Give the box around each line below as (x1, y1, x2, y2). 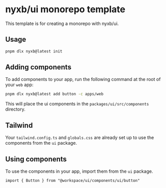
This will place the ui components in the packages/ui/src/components (5, 101, 149, 107)
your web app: (5, 82, 34, 88)
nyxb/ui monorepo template (5, 4, 126, 15)
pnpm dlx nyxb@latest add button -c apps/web (5, 92, 103, 97)
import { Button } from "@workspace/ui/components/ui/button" (5, 178, 140, 183)
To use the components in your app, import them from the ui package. (5, 168, 153, 174)
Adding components (5, 63, 72, 72)
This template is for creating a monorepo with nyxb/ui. (5, 20, 119, 26)
